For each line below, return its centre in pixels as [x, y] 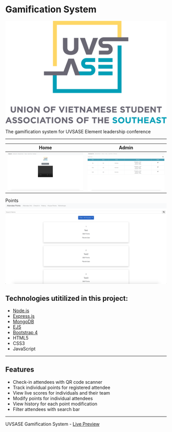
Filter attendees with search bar [46, 409]
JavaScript [24, 348]
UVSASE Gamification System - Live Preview [52, 424]
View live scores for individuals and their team [61, 393]
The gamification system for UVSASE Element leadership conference [78, 131]
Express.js [24, 316]
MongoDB [23, 321]
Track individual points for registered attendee [61, 387]
